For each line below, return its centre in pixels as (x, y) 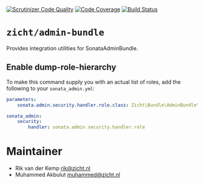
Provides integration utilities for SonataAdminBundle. (72, 48)
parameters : (21, 99)
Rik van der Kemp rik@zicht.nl (53, 168)
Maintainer (34, 152)
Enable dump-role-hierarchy (61, 67)
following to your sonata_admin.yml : (51, 88)
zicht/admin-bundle (55, 33)
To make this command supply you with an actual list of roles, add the (93, 82)
